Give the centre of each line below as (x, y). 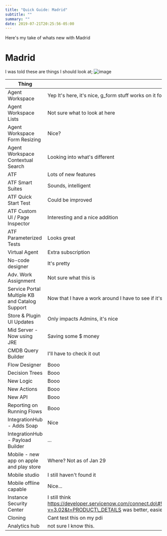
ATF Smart (20, 183)
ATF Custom (22, 211)
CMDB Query (23, 350)
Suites (15, 189)
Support (17, 308)
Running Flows (25, 412)
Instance (18, 497)
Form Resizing (24, 140)
